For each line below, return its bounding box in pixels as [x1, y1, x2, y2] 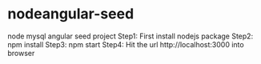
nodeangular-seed [7, 5, 135, 23]
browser [7, 48, 35, 58]
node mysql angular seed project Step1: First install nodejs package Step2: [7, 31, 254, 41]
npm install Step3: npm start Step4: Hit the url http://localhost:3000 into [7, 39, 245, 49]
